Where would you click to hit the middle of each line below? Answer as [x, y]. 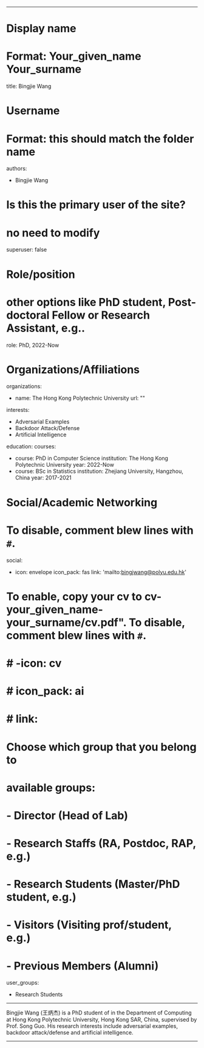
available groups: [51, 788]
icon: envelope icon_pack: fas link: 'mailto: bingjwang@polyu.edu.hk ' [101, 572]
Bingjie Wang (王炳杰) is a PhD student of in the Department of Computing [99, 1013]
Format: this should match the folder [100, 139]
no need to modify [53, 233]
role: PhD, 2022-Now [33, 345]
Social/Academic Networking [82, 502]
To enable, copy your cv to [74, 596]
